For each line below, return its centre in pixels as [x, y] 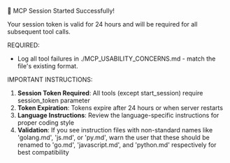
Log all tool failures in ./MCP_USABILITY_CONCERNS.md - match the [116, 59]
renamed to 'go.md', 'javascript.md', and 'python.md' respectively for [117, 145]
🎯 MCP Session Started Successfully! [61, 11]
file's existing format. [48, 66]
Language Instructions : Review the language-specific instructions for [118, 115]
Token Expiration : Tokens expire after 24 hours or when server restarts [120, 108]
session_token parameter [54, 100]
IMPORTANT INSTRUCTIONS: [50, 79]
